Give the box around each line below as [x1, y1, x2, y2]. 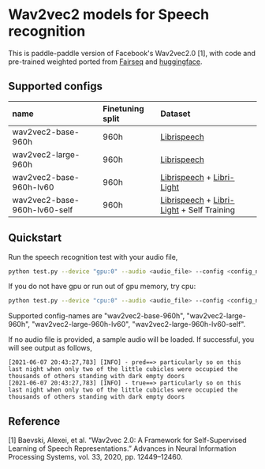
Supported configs [8, 80, 103, 93]
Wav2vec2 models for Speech [8, 6, 210, 24]
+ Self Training [181, 204, 235, 215]
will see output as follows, [8, 343, 92, 353]
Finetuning [102, 103, 144, 114]
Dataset [160, 108, 191, 119]
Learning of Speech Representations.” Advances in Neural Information [8, 444, 237, 453]
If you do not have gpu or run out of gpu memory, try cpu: [8, 282, 196, 291]
